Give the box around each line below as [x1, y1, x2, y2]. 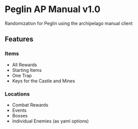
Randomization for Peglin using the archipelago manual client [5, 20, 133, 26]
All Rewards [12, 62, 38, 68]
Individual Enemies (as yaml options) [12, 118, 89, 124]
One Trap [12, 72, 32, 78]
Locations [5, 90, 30, 97]
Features [5, 35, 33, 44]
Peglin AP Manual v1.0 [5, 4, 101, 15]
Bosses [12, 112, 28, 118]
